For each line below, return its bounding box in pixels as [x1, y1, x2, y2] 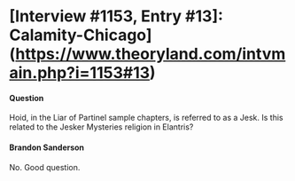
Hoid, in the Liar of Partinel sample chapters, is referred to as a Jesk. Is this [9, 113, 283, 123]
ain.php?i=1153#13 [9, 63, 151, 83]
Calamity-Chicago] [9, 25, 152, 45]
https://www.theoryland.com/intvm [15, 44, 286, 64]
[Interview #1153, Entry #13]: [9, 6, 224, 27]
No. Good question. [9, 161, 81, 172]
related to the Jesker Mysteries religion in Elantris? [9, 122, 194, 132]
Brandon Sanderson [9, 142, 85, 153]
